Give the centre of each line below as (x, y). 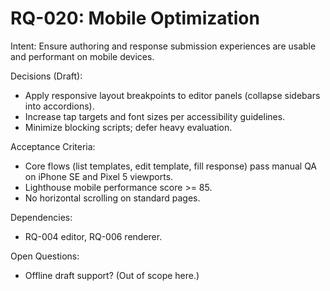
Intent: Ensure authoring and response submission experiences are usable (163, 46)
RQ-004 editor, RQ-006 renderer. (93, 236)
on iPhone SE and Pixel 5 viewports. (99, 176)
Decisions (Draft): (46, 76)
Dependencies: (41, 217)
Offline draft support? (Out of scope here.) (112, 275)
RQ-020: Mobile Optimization (135, 18)
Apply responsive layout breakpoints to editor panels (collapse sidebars (172, 95)
